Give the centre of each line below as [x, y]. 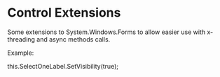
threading [21, 39]
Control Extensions [64, 13]
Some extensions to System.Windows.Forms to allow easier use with [106, 32]
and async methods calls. [73, 39]
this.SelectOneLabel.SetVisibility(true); [63, 66]
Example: [21, 53]
